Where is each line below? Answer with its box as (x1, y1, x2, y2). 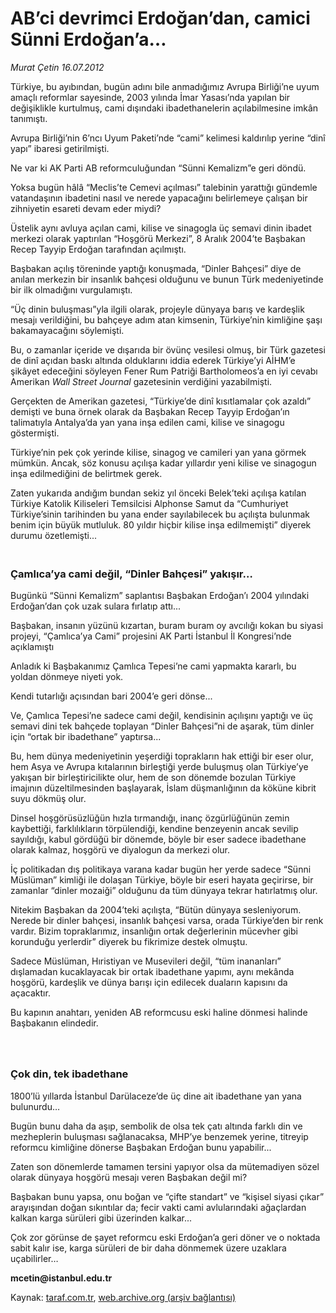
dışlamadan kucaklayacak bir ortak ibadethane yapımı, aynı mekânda (10, 966, 295, 978)
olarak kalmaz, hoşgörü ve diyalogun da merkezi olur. (10, 844, 231, 856)
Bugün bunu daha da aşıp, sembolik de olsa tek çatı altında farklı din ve (10, 1120, 303, 1132)
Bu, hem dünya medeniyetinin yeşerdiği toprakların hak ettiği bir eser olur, (10, 750, 314, 762)
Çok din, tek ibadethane (10, 1067, 129, 1081)
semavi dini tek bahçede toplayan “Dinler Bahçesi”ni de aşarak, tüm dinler (10, 720, 315, 732)
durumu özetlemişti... (10, 529, 98, 541)
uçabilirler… (10, 1252, 59, 1264)
